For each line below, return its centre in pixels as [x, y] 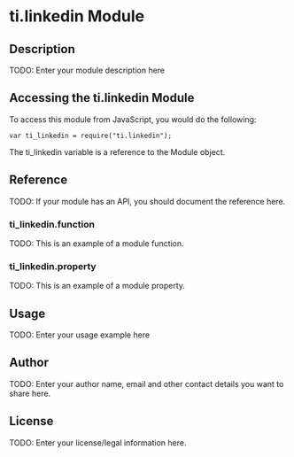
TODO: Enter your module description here [87, 70]
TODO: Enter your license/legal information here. [98, 442]
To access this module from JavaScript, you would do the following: [133, 119]
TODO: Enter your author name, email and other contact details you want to [147, 383]
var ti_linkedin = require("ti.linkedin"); [91, 136]
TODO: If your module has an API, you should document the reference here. [147, 201]
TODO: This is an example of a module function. [97, 243]
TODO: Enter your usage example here [80, 335]
